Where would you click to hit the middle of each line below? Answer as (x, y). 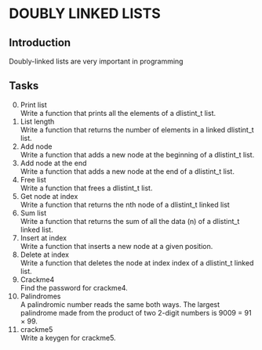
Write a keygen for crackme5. (68, 337)
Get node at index (49, 196)
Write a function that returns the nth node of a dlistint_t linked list (125, 204)
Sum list (33, 213)
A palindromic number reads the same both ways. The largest (120, 304)
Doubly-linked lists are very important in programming (96, 61)
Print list (34, 105)
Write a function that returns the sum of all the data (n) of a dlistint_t (130, 221)
